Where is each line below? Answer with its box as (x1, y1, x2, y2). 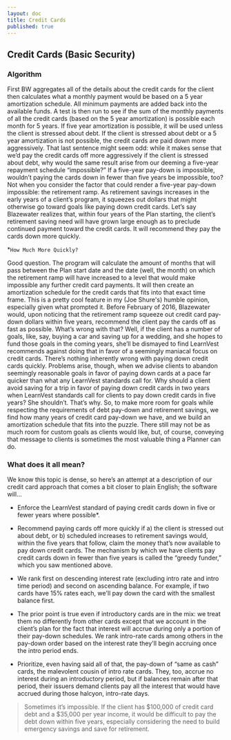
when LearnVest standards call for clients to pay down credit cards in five (7, 391, 216, 400)
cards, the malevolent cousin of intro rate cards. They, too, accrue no (17, 667, 214, 676)
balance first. (17, 596, 55, 605)
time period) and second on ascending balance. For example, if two (17, 582, 210, 590)
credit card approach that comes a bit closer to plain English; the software (7, 483, 217, 491)
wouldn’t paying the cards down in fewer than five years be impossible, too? (7, 174, 224, 182)
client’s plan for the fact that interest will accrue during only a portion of (17, 625, 221, 633)
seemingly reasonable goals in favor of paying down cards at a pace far (7, 369, 211, 378)
